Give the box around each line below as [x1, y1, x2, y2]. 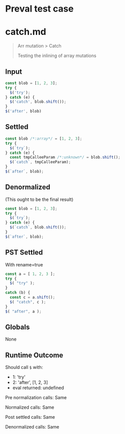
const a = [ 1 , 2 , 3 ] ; [5, 271, 55, 277]
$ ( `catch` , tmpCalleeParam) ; [10, 159, 71, 165]
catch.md [5, 26, 46, 38]
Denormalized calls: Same [5, 424, 59, 430]
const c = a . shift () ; [10, 295, 55, 300]
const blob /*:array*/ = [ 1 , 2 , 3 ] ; [5, 136, 82, 141]
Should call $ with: [5, 364, 43, 370]
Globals [5, 322, 30, 331]
